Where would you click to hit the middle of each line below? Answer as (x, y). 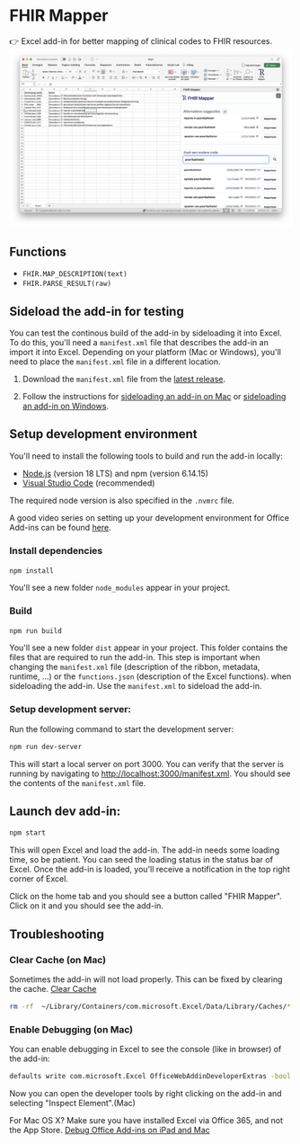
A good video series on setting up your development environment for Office (150, 517)
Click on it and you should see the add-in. (86, 906)
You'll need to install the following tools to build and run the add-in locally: (146, 456)
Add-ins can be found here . (61, 527)
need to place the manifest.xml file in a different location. (115, 362)
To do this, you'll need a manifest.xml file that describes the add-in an (139, 343)
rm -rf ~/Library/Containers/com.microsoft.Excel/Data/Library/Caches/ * (150, 1006)
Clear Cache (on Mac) (57, 960)
